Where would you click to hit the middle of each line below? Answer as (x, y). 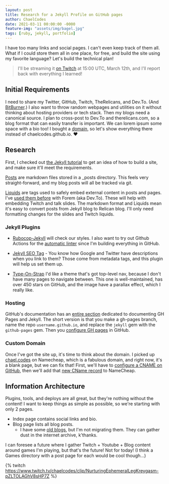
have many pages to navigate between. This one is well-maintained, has (88, 279)
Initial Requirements (37, 90)
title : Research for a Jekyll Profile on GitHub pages (64, 15)
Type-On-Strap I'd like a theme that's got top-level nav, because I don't (87, 274)
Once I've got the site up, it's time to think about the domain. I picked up (80, 354)
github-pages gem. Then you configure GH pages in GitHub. (68, 330)
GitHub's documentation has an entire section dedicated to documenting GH (85, 314)
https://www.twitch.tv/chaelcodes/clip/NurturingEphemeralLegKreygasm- (82, 471)
